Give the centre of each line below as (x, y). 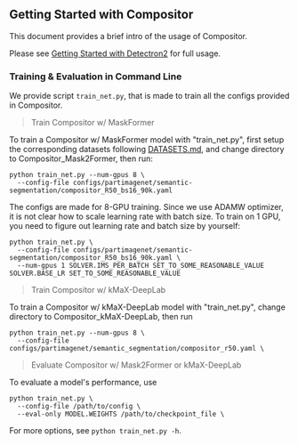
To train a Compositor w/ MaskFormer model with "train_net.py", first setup (147, 140)
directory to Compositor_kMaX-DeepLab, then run (101, 317)
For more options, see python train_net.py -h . (96, 431)
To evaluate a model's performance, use (83, 383)
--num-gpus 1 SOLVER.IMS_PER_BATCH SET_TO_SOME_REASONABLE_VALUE (141, 266)
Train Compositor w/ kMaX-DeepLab (98, 290)
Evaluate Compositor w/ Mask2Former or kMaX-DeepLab (136, 365)
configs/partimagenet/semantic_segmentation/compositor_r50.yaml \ (137, 349)
